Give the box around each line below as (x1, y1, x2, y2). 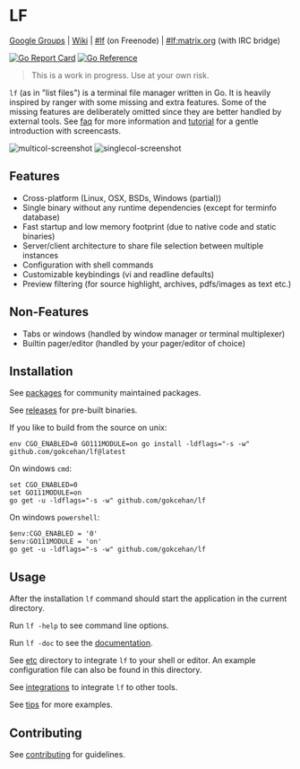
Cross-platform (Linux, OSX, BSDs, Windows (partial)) (21, 192, 222, 203)
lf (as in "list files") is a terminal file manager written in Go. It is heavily (9, 87, 271, 98)
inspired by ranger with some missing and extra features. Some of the (9, 96, 267, 108)
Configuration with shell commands (21, 259, 154, 270)
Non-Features (9, 304, 90, 319)
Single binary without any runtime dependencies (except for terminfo (21, 202, 278, 213)
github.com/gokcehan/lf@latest (9, 448, 126, 457)
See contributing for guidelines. (9, 749, 125, 759)
